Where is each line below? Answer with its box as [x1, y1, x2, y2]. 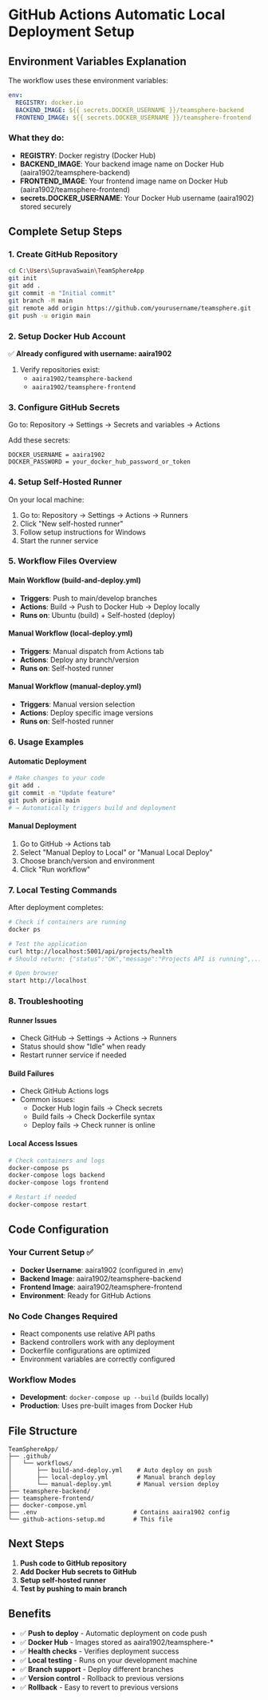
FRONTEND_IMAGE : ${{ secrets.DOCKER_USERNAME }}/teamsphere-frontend [15, 114, 251, 122]
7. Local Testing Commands [8, 884, 117, 896]
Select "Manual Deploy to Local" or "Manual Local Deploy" [19, 847, 213, 857]
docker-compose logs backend [8, 1171, 105, 1180]
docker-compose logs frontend [8, 1179, 109, 1187]
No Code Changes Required [8, 1310, 118, 1321]
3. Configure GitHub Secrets [8, 402, 120, 413]
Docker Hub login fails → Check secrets [31, 1103, 164, 1113]
